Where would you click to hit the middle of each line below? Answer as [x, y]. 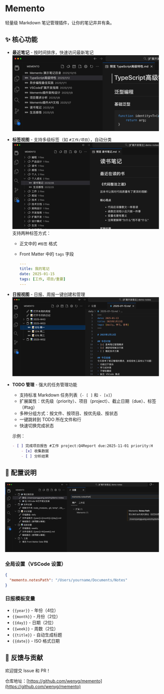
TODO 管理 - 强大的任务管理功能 [45, 385]
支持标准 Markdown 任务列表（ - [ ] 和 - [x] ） [67, 395]
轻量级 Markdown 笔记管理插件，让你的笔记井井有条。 [60, 23]
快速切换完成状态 [37, 426]
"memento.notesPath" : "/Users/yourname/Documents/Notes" [69, 580]
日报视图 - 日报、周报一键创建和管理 [49, 294]
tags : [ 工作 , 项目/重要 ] [42, 279]
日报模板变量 [20, 599]
